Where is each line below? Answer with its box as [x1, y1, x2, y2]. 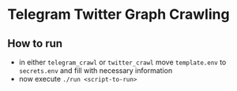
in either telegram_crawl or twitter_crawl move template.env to [18, 57, 227, 67]
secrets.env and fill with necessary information [18, 66, 173, 75]
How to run [7, 37, 63, 50]
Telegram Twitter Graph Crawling [7, 5, 230, 24]
